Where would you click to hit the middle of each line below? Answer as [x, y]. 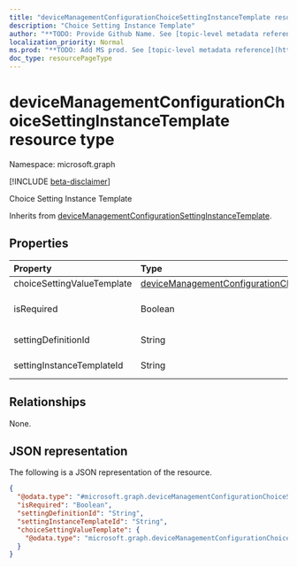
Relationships [48, 402]
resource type [62, 140]
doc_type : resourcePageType [61, 58]
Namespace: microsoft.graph [62, 164]
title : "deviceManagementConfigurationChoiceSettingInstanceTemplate [140, 17]
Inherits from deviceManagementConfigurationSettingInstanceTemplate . [141, 215]
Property [33, 268]
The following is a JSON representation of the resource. [110, 472]
